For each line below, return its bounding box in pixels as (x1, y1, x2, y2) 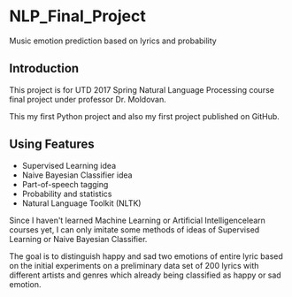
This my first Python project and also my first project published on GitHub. (9, 110, 280, 121)
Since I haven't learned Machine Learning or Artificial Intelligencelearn (9, 215, 265, 225)
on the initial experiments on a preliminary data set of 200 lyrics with (9, 260, 259, 270)
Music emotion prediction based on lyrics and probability (9, 35, 217, 46)
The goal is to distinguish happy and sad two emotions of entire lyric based (9, 250, 283, 262)
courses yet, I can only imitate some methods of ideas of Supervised (9, 224, 260, 235)
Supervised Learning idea (21, 160, 117, 171)
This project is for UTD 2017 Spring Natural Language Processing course (9, 84, 274, 95)
